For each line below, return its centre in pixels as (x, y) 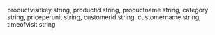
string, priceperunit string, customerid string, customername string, (104, 17)
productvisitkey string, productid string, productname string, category (108, 10)
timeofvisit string (31, 24)
